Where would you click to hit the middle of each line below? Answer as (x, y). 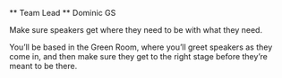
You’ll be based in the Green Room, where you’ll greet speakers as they (141, 47)
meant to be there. (43, 66)
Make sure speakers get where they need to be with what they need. (136, 30)
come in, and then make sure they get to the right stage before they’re (139, 56)
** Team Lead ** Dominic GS (63, 13)
